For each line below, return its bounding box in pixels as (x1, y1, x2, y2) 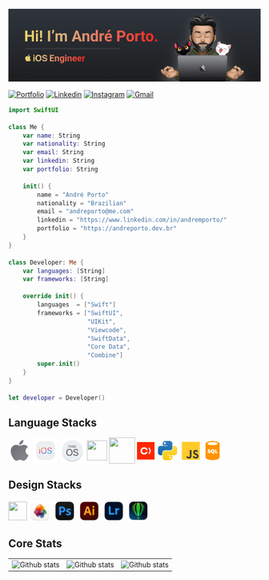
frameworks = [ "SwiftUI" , (37, 309, 124, 317)
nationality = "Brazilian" (37, 199, 127, 207)
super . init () (37, 360, 81, 368)
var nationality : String (22, 140, 106, 148)
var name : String (22, 132, 81, 140)
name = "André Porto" (37, 190, 110, 199)
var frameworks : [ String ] (22, 275, 110, 283)
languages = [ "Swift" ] (37, 301, 116, 309)
